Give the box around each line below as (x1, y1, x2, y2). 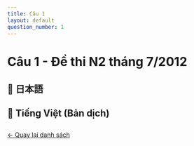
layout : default (7, 17, 55, 24)
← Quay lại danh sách (7, 131, 70, 139)
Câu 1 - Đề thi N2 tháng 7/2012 (7, 53, 188, 69)
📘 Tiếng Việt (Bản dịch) (7, 107, 110, 119)
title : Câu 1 (7, 10, 46, 18)
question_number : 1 (7, 23, 64, 30)
